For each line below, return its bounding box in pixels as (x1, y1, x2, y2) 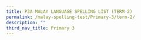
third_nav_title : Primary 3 (6, 25, 75, 31)
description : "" (6, 19, 46, 25)
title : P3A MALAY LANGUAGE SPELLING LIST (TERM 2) (6, 8, 133, 15)
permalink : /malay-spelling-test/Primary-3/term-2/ (6, 14, 135, 20)
